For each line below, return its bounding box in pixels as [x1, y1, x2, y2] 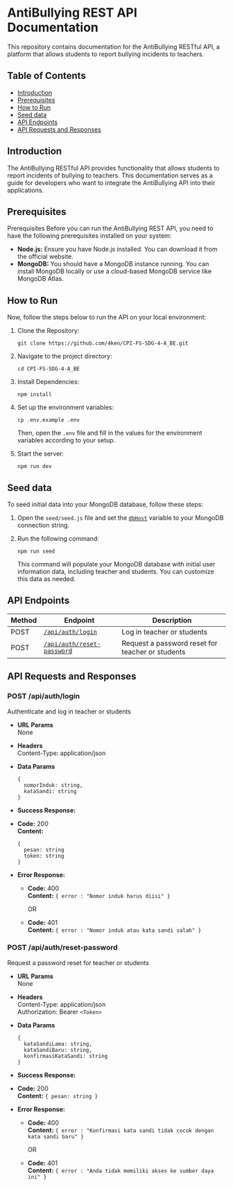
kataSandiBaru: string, [24, 1046, 92, 1053]
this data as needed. [17, 575, 76, 583]
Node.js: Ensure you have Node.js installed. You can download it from [17, 245, 218, 254]
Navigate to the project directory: [17, 352, 112, 361]
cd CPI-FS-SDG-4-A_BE [17, 365, 80, 372]
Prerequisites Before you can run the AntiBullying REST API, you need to [7, 224, 214, 233]
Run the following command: [17, 535, 99, 542]
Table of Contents [7, 70, 87, 82]
